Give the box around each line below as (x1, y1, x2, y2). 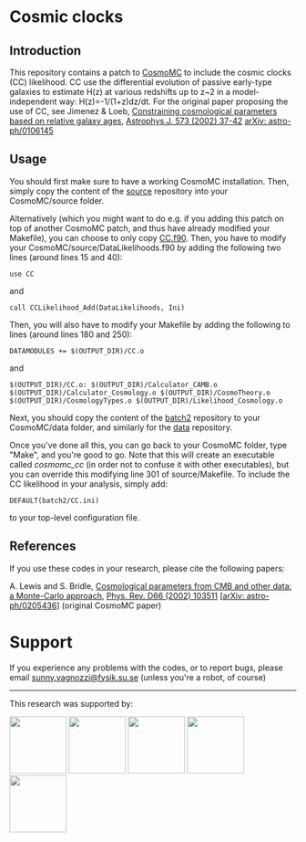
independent (9, 96, 57, 107)
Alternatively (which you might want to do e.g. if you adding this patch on (9, 213, 285, 224)
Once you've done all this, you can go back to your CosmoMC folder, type (9, 439, 288, 450)
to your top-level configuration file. (9, 511, 140, 522)
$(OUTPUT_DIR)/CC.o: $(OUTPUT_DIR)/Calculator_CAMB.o (9, 380, 219, 389)
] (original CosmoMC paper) (56, 600, 162, 611)
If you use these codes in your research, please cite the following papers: (9, 563, 285, 574)
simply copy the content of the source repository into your (9, 185, 229, 196)
